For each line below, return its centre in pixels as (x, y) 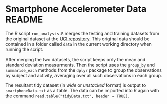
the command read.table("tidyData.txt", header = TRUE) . (67, 96)
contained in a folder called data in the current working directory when (79, 44)
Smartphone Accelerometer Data (76, 9)
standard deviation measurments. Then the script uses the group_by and (80, 65)
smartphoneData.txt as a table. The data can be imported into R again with (82, 90)
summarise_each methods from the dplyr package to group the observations (84, 70)
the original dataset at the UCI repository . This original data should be (77, 39)
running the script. (24, 49)
